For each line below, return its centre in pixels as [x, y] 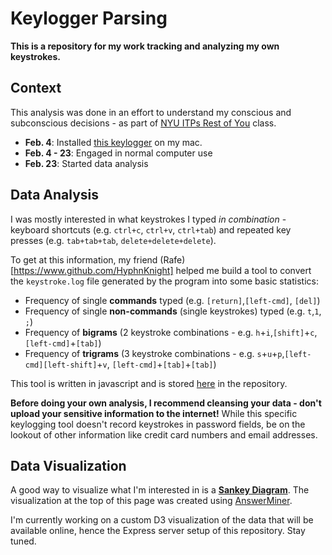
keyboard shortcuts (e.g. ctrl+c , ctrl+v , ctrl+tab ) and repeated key [151, 229]
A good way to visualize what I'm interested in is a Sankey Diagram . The [160, 490]
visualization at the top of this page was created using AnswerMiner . [151, 501]
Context [36, 88]
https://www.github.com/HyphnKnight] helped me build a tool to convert [162, 270]
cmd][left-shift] [61, 365]
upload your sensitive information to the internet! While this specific [154, 413]
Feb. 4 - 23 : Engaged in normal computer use [118, 153]
